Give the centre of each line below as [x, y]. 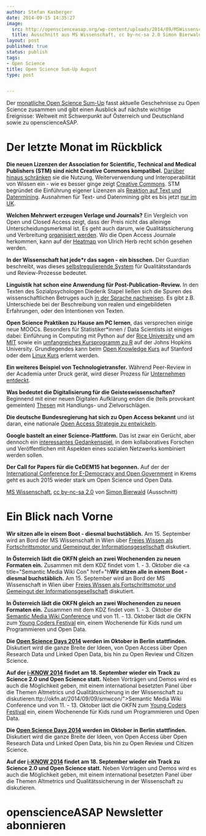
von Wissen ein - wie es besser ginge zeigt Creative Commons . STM [93, 184]
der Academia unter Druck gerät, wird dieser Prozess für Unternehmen [96, 374]
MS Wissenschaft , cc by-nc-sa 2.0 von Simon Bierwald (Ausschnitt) [92, 492]
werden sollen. [25, 455]
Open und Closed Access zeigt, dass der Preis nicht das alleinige [89, 222]
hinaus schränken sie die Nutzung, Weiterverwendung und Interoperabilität [101, 177]
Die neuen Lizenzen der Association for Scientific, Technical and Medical [101, 164]
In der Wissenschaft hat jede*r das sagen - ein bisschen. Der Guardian [98, 260]
